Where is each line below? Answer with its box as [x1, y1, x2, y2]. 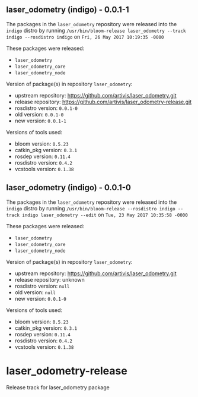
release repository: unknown [14, 276, 85, 283]
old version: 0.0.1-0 [14, 111, 64, 118]
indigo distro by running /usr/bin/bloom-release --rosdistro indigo [6, 204, 176, 212]
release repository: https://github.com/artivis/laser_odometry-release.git [14, 98, 192, 105]
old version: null [14, 288, 56, 296]
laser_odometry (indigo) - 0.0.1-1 [6, 5, 129, 15]
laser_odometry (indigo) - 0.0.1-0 [6, 182, 132, 193]
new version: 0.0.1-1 [14, 117, 66, 124]
